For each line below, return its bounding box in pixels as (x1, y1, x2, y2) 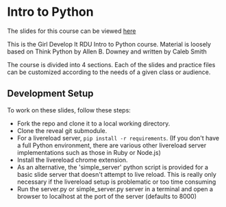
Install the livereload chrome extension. (16, 156, 128, 164)
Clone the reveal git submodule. (16, 126, 108, 134)
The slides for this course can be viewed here (7, 27, 136, 35)
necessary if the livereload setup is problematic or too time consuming (16, 178, 216, 186)
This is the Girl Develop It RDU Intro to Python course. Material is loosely (7, 40, 211, 48)
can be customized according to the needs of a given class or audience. (7, 68, 211, 76)
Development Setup (7, 88, 94, 99)
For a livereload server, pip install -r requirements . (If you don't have (16, 134, 220, 142)
